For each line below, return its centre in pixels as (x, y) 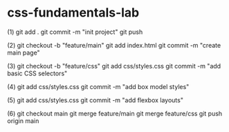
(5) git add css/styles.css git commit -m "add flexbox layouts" (95, 100)
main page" (24, 53)
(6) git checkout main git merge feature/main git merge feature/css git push (115, 113)
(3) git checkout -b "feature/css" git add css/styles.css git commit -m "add (114, 66)
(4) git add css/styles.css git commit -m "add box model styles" (98, 86)
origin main (23, 121)
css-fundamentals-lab (73, 13)
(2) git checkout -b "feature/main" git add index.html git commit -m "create (114, 45)
